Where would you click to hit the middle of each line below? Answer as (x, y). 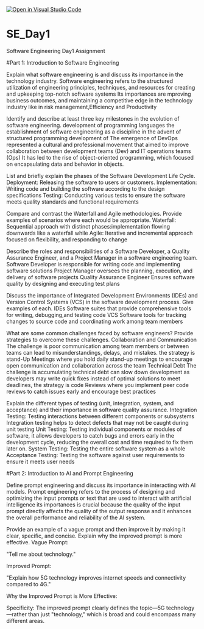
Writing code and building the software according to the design (86, 188)
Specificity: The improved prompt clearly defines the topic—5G (86, 608)
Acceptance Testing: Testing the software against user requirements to (95, 455)
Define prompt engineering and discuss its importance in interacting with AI (101, 485)
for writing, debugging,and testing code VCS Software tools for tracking (97, 314)
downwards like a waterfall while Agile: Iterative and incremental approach (100, 233)
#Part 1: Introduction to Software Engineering (63, 62)
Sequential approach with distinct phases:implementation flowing (88, 226)
